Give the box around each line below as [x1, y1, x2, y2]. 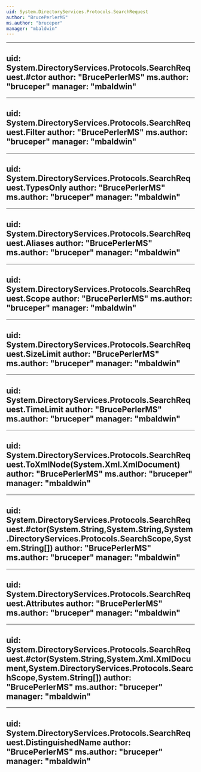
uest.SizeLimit [6, 349, 61, 359]
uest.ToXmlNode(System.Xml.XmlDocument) [6, 460, 181, 470]
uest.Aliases [6, 238, 54, 249]
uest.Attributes [6, 598, 65, 608]
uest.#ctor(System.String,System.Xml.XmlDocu [6, 654, 191, 664]
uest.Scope [6, 293, 50, 303]
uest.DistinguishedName [6, 737, 102, 747]
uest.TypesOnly [6, 183, 68, 193]
